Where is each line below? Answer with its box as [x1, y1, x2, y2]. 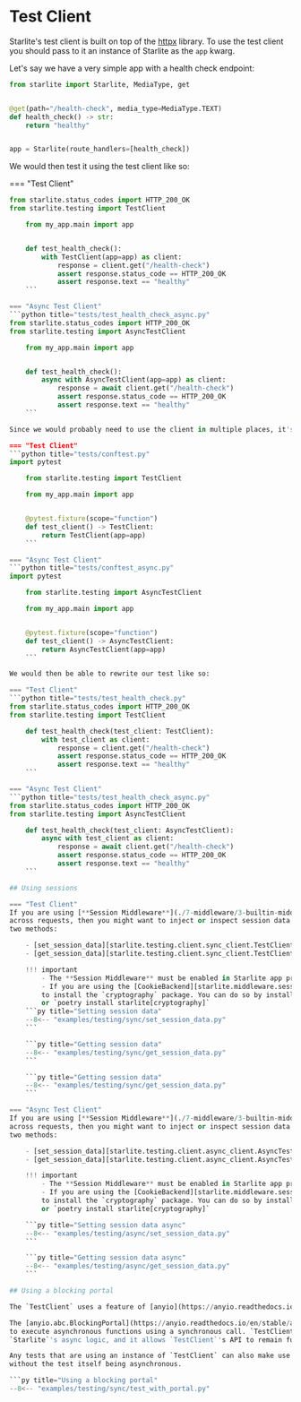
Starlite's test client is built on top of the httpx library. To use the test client [9, 36, 284, 47]
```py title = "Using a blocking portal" [9, 1376, 159, 1385]
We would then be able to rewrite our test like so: [9, 669, 211, 678]
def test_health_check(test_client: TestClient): [25, 727, 215, 735]
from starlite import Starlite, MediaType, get [9, 80, 191, 89]
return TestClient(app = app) [41, 530, 146, 539]
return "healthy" [25, 121, 90, 130]
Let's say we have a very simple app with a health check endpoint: [9, 63, 255, 73]
